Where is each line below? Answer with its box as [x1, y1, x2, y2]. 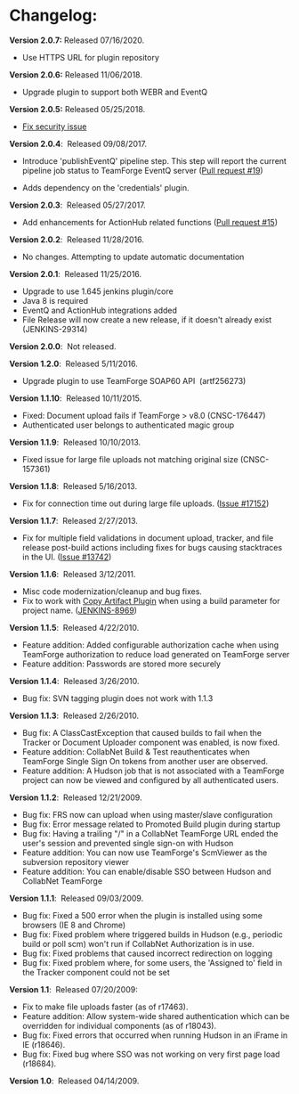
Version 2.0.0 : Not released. [9, 340, 117, 352]
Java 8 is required [21, 295, 89, 306]
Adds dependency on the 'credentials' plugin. [21, 182, 190, 192]
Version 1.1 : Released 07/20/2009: [9, 984, 138, 994]
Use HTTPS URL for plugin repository [21, 52, 160, 62]
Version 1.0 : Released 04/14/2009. [9, 1075, 140, 1086]
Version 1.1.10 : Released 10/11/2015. [9, 393, 142, 404]
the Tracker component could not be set [21, 967, 171, 977]
